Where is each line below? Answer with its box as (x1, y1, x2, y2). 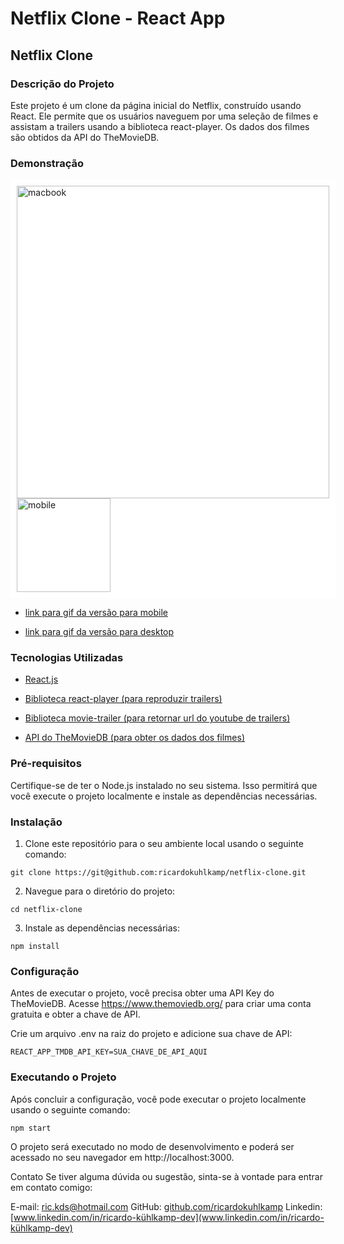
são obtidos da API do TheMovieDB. (10, 131, 160, 143)
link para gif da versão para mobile (24, 607, 169, 619)
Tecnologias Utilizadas (10, 651, 124, 665)
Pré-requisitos (10, 757, 82, 771)
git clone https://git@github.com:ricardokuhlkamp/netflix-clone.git (10, 868, 307, 878)
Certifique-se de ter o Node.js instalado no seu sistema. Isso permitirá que (10, 779, 318, 791)
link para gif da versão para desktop (24, 626, 175, 638)
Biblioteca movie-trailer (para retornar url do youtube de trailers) (24, 712, 291, 724)
